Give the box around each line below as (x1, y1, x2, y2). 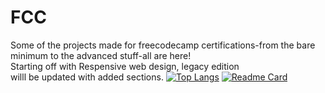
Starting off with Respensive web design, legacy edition (10, 60, 240, 72)
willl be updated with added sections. (10, 71, 164, 83)
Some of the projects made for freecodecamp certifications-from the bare (10, 39, 316, 51)
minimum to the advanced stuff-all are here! (10, 49, 192, 61)
